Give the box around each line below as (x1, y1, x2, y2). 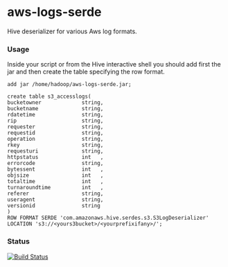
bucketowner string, (7, 99, 104, 106)
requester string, (7, 123, 104, 130)
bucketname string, (7, 105, 104, 112)
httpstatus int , (7, 154, 104, 161)
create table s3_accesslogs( (7, 93, 91, 101)
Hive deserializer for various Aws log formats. (7, 27, 137, 35)
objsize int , (7, 172, 104, 179)
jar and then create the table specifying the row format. (7, 67, 165, 76)
